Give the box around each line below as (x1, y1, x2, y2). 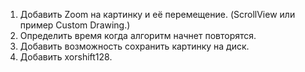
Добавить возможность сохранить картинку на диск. (19, 40, 250, 52)
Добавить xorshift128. (19, 51, 113, 63)
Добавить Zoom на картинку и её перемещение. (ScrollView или (19, 9, 296, 20)
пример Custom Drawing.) (19, 19, 131, 31)
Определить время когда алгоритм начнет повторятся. (19, 30, 257, 41)
